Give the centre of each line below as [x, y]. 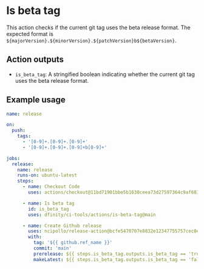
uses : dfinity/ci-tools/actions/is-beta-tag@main [92, 215]
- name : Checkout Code [51, 187]
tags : [24, 136]
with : [35, 237]
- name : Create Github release [62, 226]
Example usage [36, 100]
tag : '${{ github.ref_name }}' [73, 243]
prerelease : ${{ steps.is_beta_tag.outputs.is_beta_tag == [110, 254]
